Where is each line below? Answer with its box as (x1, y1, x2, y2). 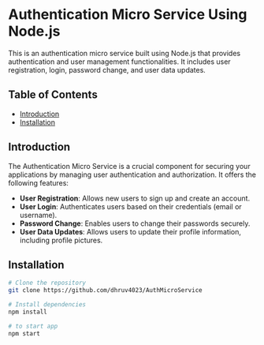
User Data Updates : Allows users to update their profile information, (19, 227, 242, 236)
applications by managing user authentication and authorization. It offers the (8, 170, 256, 179)
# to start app (8, 322, 58, 330)
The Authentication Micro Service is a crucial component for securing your (8, 161, 251, 171)
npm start (8, 329, 41, 337)
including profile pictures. (19, 235, 103, 245)
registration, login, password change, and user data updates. (8, 65, 206, 74)
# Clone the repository (8, 279, 87, 287)
